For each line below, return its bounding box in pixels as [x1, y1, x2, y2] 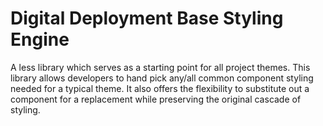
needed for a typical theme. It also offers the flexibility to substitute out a [10, 82, 310, 94]
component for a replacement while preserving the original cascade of [10, 93, 302, 105]
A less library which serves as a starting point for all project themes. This [10, 61, 311, 73]
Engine [10, 28, 70, 51]
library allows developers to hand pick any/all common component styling [10, 72, 314, 84]
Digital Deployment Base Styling [10, 7, 284, 30]
